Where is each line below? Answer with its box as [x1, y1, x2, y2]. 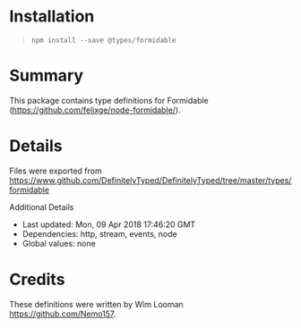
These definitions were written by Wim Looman [9, 299, 184, 309]
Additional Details [9, 201, 74, 212]
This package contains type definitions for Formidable [9, 95, 209, 105]
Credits [9, 270, 65, 290]
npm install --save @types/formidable [30, 36, 176, 45]
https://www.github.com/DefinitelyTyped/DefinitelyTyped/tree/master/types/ [9, 174, 292, 185]
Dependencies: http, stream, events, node [21, 228, 177, 239]
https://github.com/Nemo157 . [9, 308, 116, 319]
